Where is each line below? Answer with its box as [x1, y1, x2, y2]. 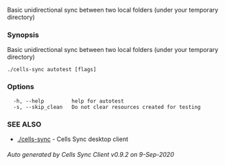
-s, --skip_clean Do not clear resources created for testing [13, 103, 201, 110]
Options [7, 82, 34, 92]
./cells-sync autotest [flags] [7, 66, 97, 73]
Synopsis [7, 30, 39, 40]
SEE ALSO [7, 119, 42, 129]
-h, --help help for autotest [13, 97, 125, 105]
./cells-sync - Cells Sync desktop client [16, 135, 129, 143]
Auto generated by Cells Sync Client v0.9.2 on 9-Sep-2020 [7, 151, 174, 159]
